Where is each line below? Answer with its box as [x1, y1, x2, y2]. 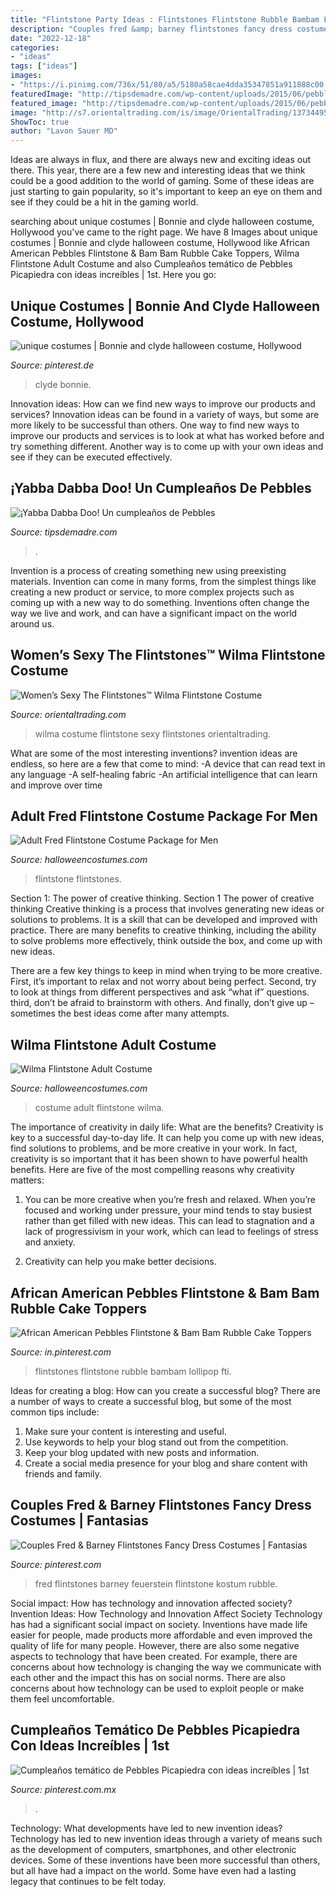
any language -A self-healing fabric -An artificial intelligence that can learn [10, 768, 318, 780]
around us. [10, 617, 55, 630]
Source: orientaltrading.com [10, 708, 127, 720]
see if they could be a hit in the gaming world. [10, 196, 199, 208]
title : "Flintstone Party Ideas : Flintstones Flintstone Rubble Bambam [10, 14, 320, 25]
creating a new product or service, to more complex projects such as [10, 586, 295, 598]
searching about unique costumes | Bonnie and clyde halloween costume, [10, 216, 315, 228]
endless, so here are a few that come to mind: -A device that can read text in [10, 757, 326, 770]
